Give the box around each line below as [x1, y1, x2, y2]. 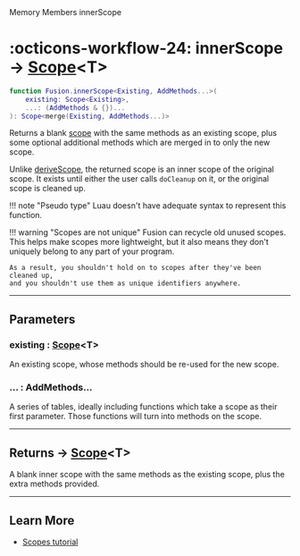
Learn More [9, 512, 75, 528]
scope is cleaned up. [9, 183, 87, 194]
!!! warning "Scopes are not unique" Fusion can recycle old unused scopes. [9, 227, 287, 238]
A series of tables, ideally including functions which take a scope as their [9, 401, 278, 412]
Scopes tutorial [21, 536, 79, 547]
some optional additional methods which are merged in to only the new [9, 137, 271, 148]
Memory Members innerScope [9, 7, 122, 17]
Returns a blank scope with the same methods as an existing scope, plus [9, 128, 278, 139]
